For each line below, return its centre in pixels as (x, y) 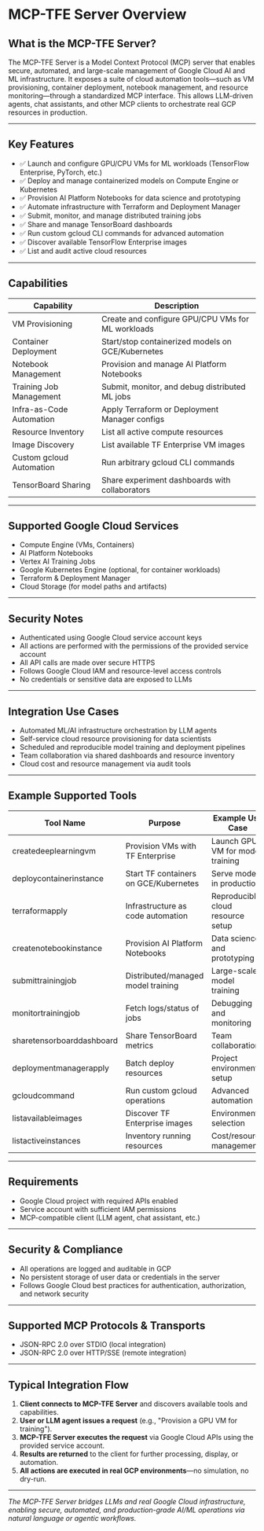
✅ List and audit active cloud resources (83, 251)
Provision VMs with (161, 846)
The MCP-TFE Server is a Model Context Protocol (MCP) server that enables (132, 62)
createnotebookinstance (57, 948)
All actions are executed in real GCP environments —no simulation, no (134, 1470)
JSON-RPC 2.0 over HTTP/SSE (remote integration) (103, 1353)
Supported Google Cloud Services (93, 526)
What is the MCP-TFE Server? (82, 44)
